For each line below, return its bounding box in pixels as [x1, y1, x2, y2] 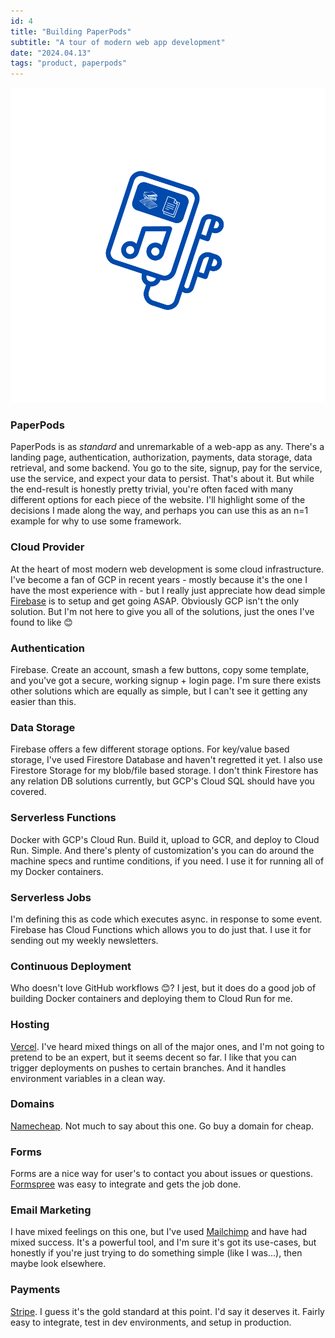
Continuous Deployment [10, 959, 132, 973]
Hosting [10, 1018, 50, 1032]
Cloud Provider [10, 540, 85, 554]
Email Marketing [10, 1203, 92, 1217]
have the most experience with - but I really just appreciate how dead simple [10, 584, 326, 596]
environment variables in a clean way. [10, 1072, 166, 1084]
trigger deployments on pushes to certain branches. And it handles [10, 1061, 287, 1074]
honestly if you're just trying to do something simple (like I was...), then [10, 1247, 303, 1259]
